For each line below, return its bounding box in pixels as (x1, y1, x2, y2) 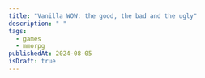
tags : (8, 27, 27, 35)
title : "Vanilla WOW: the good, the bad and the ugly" (8, 11, 198, 20)
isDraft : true (8, 58, 57, 66)
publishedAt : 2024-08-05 (8, 50, 92, 58)
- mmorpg (15, 42, 45, 50)
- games (15, 34, 42, 43)
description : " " (8, 19, 67, 28)
